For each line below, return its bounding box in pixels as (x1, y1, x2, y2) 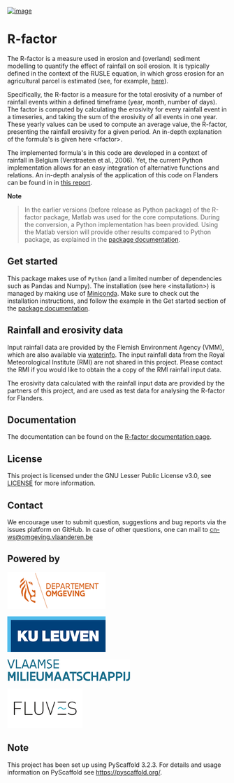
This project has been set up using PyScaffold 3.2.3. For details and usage (7, 761, 221, 769)
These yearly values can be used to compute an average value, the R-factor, (7, 120, 228, 128)
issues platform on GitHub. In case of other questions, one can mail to (7, 526, 208, 533)
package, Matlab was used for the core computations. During (43, 212, 220, 221)
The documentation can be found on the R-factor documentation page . (7, 433, 212, 441)
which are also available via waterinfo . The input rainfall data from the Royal (7, 350, 225, 359)
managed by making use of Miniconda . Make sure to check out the (7, 289, 200, 297)
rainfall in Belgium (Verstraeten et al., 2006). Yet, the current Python (7, 156, 203, 164)
